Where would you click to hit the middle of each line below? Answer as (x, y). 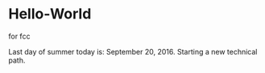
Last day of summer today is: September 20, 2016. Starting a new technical (133, 51)
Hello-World (50, 14)
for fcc (19, 36)
